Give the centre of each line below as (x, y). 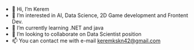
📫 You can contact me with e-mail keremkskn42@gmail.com (86, 41)
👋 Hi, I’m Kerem (30, 9)
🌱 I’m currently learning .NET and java (58, 28)
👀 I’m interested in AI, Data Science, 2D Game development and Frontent (100, 15)
